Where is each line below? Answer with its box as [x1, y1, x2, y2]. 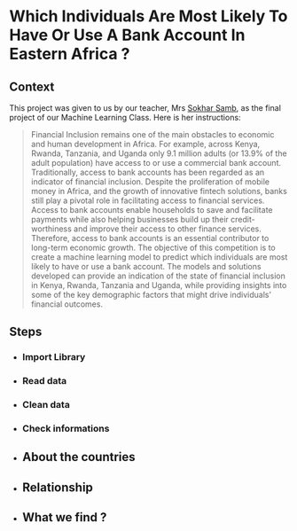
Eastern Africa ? [9, 44, 130, 64]
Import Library [21, 351, 86, 363]
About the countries [21, 449, 136, 465]
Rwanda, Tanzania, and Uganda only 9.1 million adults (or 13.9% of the [30, 148, 287, 159]
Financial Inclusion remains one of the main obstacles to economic [30, 129, 275, 139]
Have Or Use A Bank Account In [9, 25, 246, 45]
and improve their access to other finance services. [74, 223, 262, 234]
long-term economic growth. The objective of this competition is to [30, 242, 277, 253]
